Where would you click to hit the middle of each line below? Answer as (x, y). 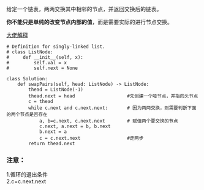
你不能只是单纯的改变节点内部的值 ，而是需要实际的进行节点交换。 (89, 22)
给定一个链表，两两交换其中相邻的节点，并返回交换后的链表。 (84, 9)
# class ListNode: (30, 52)
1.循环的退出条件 (27, 175)
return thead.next (52, 143)
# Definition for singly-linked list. (56, 47)
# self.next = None (42, 68)
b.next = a (53, 132)
